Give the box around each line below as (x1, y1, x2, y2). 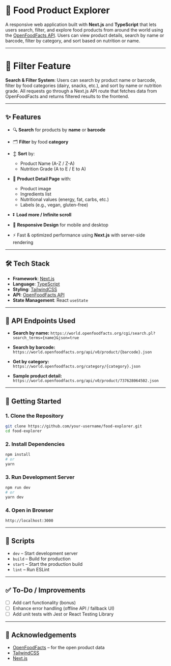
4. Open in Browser (5, 506, 53, 513)
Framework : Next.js (12, 275, 55, 281)
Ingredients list (20, 191, 52, 197)
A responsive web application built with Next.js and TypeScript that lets (5, 21, 157, 27)
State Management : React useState (12, 297, 88, 303)
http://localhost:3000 (5, 518, 53, 523)
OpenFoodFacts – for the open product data (12, 644, 105, 650)
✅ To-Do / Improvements (5, 586, 85, 595)
